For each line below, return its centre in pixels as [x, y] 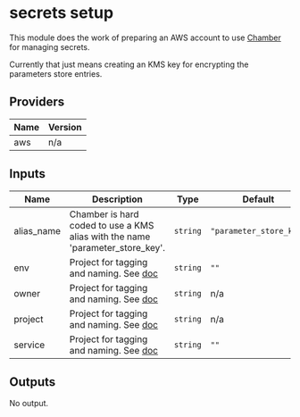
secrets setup [62, 13]
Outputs [33, 382]
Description [117, 199]
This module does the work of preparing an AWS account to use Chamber [145, 38]
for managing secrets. [50, 46]
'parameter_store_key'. [117, 247]
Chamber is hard [104, 214]
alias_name [37, 230]
